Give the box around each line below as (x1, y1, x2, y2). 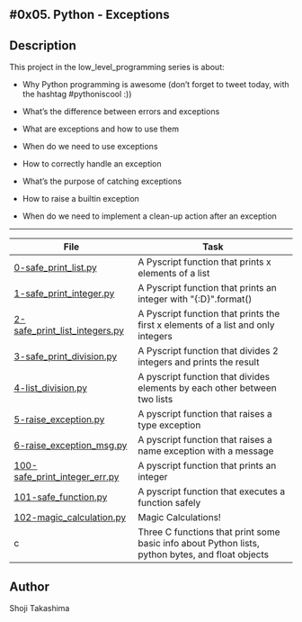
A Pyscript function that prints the (138, 308, 280, 320)
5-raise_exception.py (13, 413, 105, 426)
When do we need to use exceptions (22, 141, 159, 152)
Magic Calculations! (138, 511, 222, 524)
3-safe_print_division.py (13, 350, 118, 363)
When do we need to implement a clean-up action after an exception (22, 211, 277, 221)
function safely (138, 497, 201, 509)
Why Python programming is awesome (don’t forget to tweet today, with (22, 79, 289, 90)
